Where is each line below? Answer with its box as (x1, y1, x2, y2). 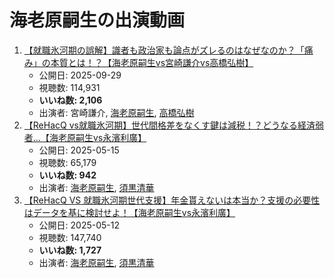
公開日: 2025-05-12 (38, 219, 121, 231)
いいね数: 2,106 (38, 94, 103, 106)
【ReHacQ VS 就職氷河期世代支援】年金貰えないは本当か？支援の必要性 (23, 194, 321, 206)
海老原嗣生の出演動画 (9, 9, 186, 32)
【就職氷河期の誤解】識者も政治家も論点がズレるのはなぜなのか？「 (23, 44, 305, 56)
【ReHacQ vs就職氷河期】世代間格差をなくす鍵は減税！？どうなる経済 (23, 119, 316, 131)
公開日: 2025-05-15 (38, 144, 120, 156)
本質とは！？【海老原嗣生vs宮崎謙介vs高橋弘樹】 (50, 56, 254, 68)
